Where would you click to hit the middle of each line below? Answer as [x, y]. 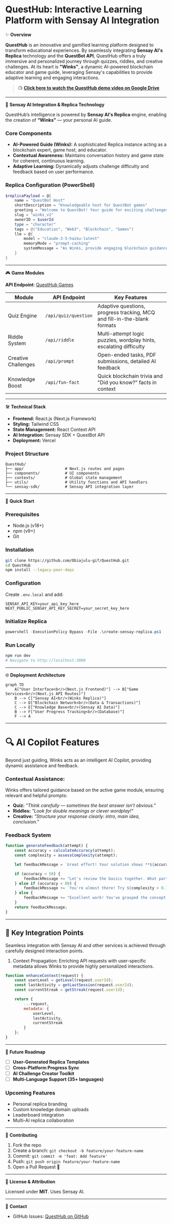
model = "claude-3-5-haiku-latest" [62, 239]
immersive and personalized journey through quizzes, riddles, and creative [84, 61]
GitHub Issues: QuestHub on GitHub [51, 1216]
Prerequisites [22, 514]
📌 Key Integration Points [45, 933]
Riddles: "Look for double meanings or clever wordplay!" [73, 811]
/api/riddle [60, 340]
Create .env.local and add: [35, 594]
